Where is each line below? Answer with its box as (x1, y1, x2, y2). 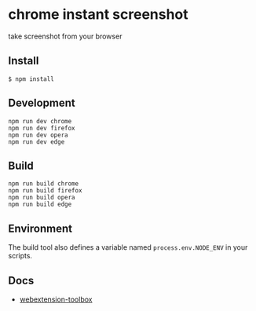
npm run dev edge (8, 137, 65, 146)
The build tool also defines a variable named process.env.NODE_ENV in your (8, 243, 248, 252)
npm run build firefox (8, 187, 82, 195)
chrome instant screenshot (8, 5, 188, 24)
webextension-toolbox (19, 295, 93, 304)
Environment (8, 221, 73, 235)
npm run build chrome (8, 180, 79, 188)
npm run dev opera (8, 131, 68, 139)
